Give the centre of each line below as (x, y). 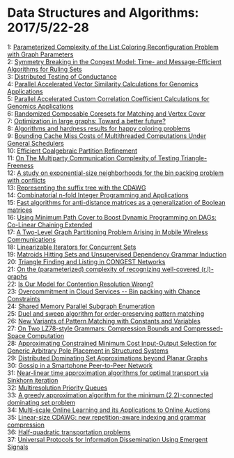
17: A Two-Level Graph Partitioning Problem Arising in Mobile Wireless (108, 232)
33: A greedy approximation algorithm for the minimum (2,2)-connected (110, 395)
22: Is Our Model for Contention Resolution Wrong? (80, 284)
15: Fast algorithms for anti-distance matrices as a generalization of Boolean (116, 202)
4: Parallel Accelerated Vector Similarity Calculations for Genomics (103, 84)
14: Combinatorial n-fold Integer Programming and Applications (98, 195)
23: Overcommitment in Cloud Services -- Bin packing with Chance (104, 291)
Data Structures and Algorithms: (103, 13)
